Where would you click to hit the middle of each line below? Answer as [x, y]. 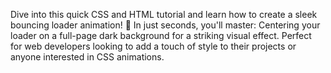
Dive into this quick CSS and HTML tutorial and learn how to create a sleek [164, 14]
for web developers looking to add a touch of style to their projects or [153, 46]
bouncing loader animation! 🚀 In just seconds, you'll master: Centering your [165, 25]
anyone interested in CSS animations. [87, 57]
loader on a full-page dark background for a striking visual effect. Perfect [161, 35]
